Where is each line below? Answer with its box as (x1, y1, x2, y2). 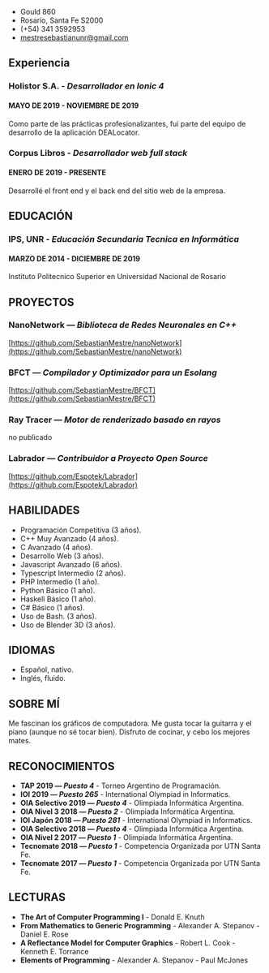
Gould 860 (19, 7, 56, 16)
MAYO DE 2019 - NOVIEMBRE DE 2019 (8, 101, 139, 110)
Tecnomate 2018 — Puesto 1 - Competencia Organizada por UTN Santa (19, 841, 261, 850)
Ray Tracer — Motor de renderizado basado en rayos (8, 414, 221, 425)
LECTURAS (8, 890, 66, 904)
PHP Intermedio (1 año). (19, 576, 100, 587)
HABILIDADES (8, 503, 80, 518)
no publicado (8, 433, 53, 442)
